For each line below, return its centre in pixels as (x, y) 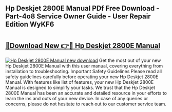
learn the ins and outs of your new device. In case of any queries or (77, 98)
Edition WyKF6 (30, 24)
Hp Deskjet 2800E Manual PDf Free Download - (82, 8)
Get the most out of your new (130, 60)
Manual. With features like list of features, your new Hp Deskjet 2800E (80, 82)
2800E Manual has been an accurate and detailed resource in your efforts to (86, 93)
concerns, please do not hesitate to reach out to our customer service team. (86, 104)
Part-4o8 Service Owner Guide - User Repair (78, 17)
